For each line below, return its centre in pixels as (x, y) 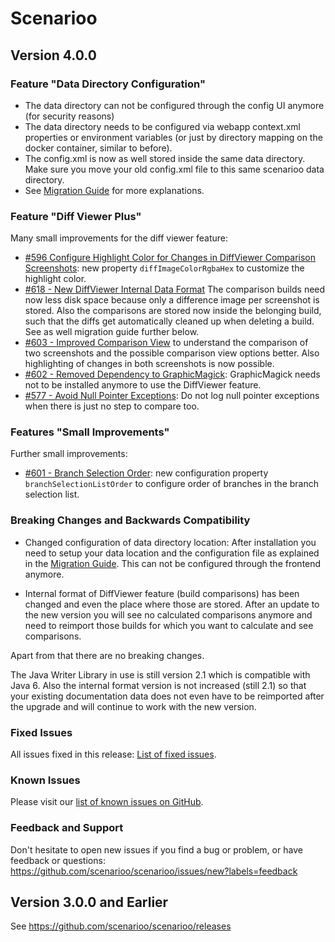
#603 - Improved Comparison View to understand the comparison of (166, 343)
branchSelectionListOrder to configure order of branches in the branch (171, 484)
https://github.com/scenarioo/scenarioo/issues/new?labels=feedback (154, 871)
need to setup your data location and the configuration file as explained (172, 553)
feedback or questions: (58, 860)
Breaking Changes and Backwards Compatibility (130, 520)
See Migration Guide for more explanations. (114, 190)
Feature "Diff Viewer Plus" (76, 216)
